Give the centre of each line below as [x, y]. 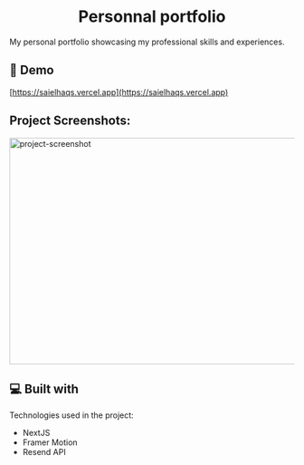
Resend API [44, 452]
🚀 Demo [32, 70]
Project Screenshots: [70, 121]
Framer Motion [50, 442]
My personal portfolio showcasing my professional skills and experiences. [147, 42]
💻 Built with [44, 388]
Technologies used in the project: [71, 415]
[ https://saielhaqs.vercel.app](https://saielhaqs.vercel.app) [119, 92]
